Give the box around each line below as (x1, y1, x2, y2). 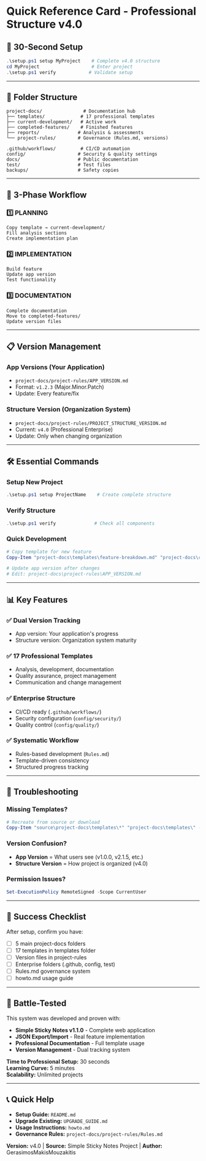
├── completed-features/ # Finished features (6, 124, 133, 131)
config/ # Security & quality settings (6, 151, 158, 158)
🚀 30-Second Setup (6, 42, 83, 52)
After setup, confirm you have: (6, 927, 83, 935)
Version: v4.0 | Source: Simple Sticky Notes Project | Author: (6, 1142, 162, 1149)
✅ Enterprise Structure (6, 694, 75, 702)
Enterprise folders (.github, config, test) (15, 961, 115, 968)
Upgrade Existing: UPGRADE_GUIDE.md (15, 1117, 108, 1124)
